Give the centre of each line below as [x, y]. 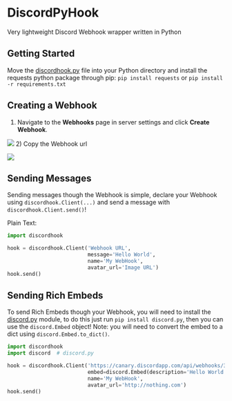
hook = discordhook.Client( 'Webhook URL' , [69, 248]
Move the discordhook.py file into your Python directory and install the [107, 70]
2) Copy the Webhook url [51, 144]
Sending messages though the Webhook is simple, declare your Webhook [112, 195]
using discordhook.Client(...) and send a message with [89, 203]
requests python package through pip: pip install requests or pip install [115, 77]
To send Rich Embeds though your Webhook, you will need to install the [109, 312]
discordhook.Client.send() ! [47, 209]
